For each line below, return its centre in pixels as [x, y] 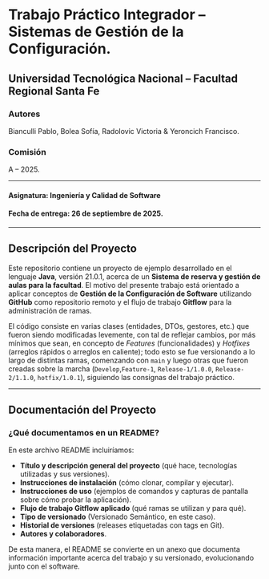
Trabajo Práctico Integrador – [107, 15]
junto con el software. [44, 566]
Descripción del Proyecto [73, 249]
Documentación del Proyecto [82, 410]
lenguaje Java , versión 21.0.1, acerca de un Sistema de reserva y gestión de [134, 276]
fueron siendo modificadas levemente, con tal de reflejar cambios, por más [132, 334]
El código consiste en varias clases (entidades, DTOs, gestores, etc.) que [129, 326]
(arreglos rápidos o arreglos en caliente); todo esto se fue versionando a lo [132, 351]
